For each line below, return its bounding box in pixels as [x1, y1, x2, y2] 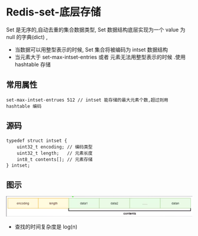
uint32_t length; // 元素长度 [17, 150, 93, 156]
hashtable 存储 [14, 60, 51, 68]
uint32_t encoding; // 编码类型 [17, 144, 93, 150]
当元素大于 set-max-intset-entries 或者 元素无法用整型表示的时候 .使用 [14, 53, 186, 60]
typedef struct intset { [6, 137, 67, 144]
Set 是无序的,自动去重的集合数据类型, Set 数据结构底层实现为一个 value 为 [6, 26, 186, 33]
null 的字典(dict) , [6, 33, 48, 40]
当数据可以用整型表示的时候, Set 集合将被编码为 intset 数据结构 [14, 46, 168, 53]
